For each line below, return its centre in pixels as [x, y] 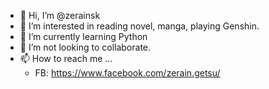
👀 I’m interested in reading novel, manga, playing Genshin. [139, 26]
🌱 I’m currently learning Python [83, 36]
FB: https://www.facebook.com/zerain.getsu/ [127, 73]
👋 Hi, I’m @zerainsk [60, 15]
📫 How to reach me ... [66, 58]
